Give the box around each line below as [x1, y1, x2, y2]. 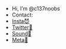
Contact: [11, 11, 33, 18]
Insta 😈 [11, 18, 30, 24]
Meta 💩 [11, 37, 29, 43]
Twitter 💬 [11, 24, 33, 31]
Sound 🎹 [11, 30, 32, 37]
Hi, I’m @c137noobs [11, 5, 61, 12]
